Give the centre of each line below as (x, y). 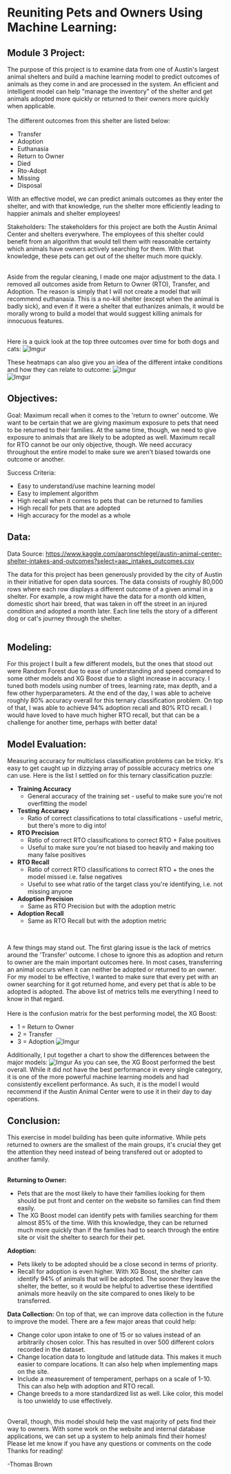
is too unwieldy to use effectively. (64, 1401)
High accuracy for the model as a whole (74, 515)
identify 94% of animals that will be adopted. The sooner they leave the (119, 1279)
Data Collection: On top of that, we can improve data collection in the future (115, 1314)
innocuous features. (36, 321)
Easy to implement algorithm (58, 493)
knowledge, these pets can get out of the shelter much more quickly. (105, 256)
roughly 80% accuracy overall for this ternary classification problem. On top (115, 700)
